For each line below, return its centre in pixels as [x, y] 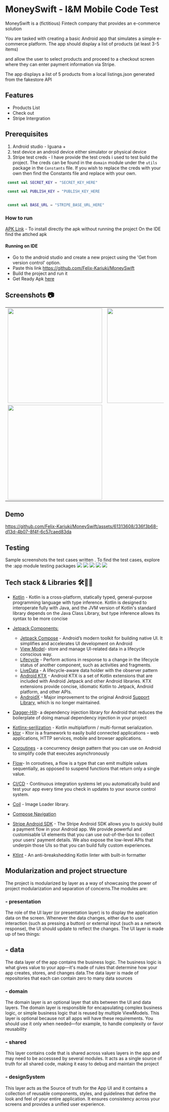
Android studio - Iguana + [39, 146]
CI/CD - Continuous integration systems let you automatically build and [86, 784]
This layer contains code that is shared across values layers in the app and [82, 1053]
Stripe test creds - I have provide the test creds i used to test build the [85, 157]
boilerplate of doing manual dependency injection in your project [79, 717]
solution [14, 28]
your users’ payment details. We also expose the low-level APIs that [83, 840]
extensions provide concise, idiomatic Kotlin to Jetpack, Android [87, 686]
